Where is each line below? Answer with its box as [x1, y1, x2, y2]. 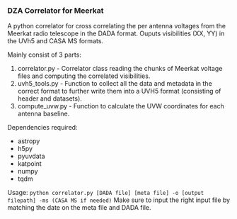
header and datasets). [17, 94, 83, 103]
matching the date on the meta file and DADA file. [7, 203, 151, 212]
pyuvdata [17, 152, 45, 161]
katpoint [17, 159, 42, 168]
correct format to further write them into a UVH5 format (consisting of [17, 87, 221, 96]
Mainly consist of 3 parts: [7, 50, 81, 59]
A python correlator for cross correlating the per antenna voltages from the [7, 22, 226, 30]
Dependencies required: [7, 123, 78, 132]
